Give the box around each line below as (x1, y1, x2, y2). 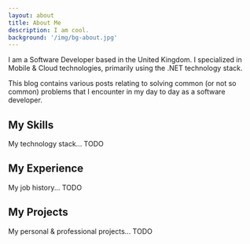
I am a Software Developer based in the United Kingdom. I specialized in (8, 55, 242, 65)
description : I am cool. (8, 26, 90, 34)
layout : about (8, 11, 55, 20)
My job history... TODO (8, 183, 83, 192)
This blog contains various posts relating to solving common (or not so (8, 79, 237, 88)
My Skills (8, 118, 54, 131)
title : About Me (8, 19, 61, 27)
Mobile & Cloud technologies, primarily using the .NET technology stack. (8, 64, 243, 73)
